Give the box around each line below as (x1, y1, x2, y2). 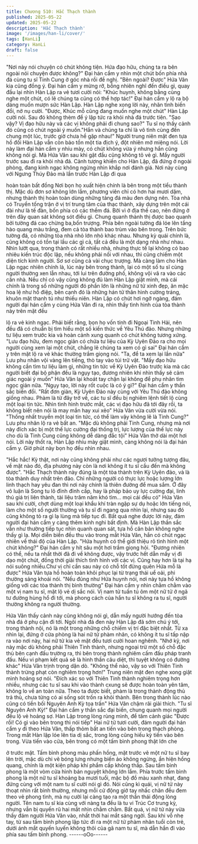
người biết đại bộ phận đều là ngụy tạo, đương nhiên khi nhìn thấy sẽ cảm (6, 369, 184, 376)
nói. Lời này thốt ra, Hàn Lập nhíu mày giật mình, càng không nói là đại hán (6, 438, 187, 445)
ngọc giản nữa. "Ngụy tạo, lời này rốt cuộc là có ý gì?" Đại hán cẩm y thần (6, 381, 186, 389)
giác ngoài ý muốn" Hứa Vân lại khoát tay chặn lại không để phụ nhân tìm (6, 375, 184, 382)
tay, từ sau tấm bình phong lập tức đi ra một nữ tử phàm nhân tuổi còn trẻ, (6, 818, 186, 825)
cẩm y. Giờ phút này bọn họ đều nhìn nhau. (6, 444, 111, 451)
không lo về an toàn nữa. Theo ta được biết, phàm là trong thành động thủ (6, 687, 186, 694)
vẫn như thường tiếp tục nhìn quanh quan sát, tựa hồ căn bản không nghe (6, 525, 184, 532)
